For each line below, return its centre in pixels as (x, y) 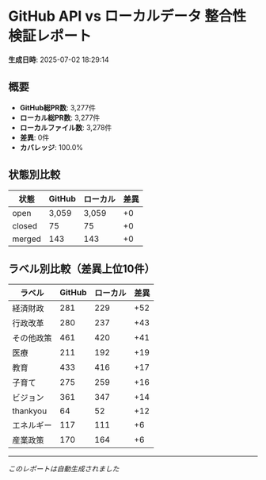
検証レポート (50, 36)
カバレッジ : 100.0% (51, 147)
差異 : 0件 (34, 137)
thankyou (30, 411)
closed (25, 225)
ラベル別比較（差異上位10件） (82, 269)
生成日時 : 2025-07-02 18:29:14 (59, 60)
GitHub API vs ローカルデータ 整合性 (127, 16)
